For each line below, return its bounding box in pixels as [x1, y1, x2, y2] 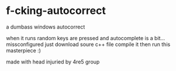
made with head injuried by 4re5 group [6, 58, 100, 65]
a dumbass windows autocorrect [6, 23, 85, 30]
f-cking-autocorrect [6, 4, 106, 17]
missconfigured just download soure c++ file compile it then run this [6, 41, 171, 48]
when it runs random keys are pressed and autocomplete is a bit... [6, 34, 165, 41]
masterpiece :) [6, 47, 41, 54]
